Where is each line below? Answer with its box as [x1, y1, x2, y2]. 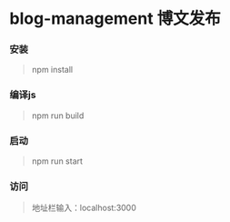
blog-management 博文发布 [9, 8, 221, 29]
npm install [31, 65, 74, 76]
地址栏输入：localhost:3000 [31, 202, 136, 214]
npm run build [31, 110, 85, 121]
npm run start [31, 156, 84, 166]
